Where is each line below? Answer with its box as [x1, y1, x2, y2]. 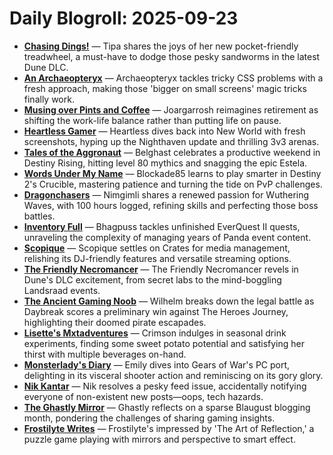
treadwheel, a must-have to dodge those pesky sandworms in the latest [23, 50, 321, 62]
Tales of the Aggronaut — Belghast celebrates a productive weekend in [23, 146, 321, 158]
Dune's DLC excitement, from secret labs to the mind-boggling [23, 273, 282, 286]
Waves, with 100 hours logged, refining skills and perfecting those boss [23, 199, 319, 211]
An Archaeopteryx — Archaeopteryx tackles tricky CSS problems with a [23, 72, 324, 84]
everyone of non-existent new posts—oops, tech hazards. [23, 390, 264, 402]
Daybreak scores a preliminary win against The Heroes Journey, [23, 305, 289, 317]
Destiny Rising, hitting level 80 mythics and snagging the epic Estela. [23, 157, 308, 169]
